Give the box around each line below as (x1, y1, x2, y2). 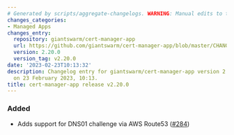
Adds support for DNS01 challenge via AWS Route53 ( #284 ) (17, 119, 190, 128)
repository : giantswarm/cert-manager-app (13, 36, 136, 43)
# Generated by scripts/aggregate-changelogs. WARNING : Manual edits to (7, 10, 223, 17)
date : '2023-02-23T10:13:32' (7, 62, 92, 69)
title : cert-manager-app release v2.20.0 (7, 81, 130, 88)
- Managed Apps (7, 23, 52, 30)
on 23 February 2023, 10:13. (13, 74, 98, 82)
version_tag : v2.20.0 (13, 55, 77, 62)
